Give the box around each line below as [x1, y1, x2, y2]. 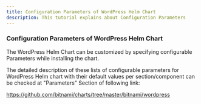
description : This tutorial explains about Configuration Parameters [6, 15, 186, 21]
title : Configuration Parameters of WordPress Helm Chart [6, 8, 156, 15]
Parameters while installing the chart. [6, 54, 99, 62]
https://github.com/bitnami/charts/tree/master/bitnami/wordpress [6, 91, 170, 98]
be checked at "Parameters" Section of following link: [6, 79, 140, 86]
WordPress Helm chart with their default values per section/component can [6, 73, 196, 80]
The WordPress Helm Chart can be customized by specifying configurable [6, 48, 192, 55]
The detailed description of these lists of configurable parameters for [6, 66, 179, 73]
